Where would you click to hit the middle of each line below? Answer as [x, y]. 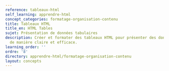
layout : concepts [23, 61]
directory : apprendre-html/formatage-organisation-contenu [68, 56]
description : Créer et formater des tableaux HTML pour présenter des [81, 38]
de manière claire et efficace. [44, 42]
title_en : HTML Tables [29, 28]
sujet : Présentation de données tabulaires [52, 33]
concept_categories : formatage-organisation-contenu [62, 19]
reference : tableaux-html [32, 10]
